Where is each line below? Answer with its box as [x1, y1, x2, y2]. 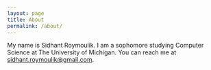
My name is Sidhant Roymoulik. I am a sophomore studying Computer [7, 41, 204, 50]
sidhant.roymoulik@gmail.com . [7, 56, 95, 64]
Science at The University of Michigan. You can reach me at [7, 48, 177, 56]
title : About [7, 16, 45, 23]
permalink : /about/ [7, 22, 63, 29]
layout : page [7, 10, 45, 17]
